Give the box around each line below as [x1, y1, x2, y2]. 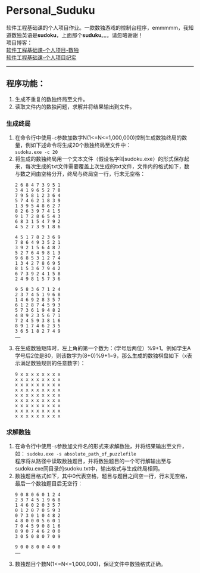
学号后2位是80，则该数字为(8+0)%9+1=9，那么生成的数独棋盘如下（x [14, 352, 187, 360]
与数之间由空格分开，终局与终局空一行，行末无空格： [14, 171, 146, 178]
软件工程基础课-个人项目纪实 [6, 54, 77, 61]
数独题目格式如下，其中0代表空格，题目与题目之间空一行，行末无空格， [14, 472, 190, 480]
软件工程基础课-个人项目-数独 [6, 46, 79, 54]
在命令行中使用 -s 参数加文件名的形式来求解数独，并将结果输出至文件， [14, 442, 187, 450]
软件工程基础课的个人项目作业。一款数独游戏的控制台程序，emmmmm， [6, 24, 183, 31]
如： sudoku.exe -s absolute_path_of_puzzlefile [14, 450, 137, 457]
